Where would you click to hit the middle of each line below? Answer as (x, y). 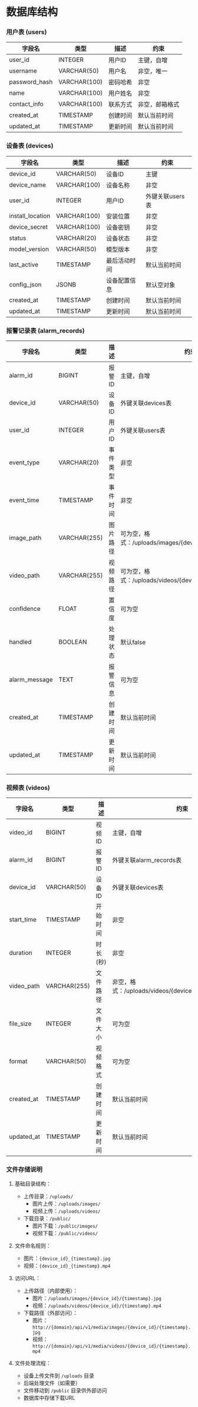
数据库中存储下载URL (49, 1398)
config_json (25, 284)
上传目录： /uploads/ (48, 1196)
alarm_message (31, 680)
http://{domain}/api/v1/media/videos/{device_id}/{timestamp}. (111, 1346)
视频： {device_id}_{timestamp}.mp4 (67, 1265)
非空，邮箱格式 (159, 105)
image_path (25, 538)
